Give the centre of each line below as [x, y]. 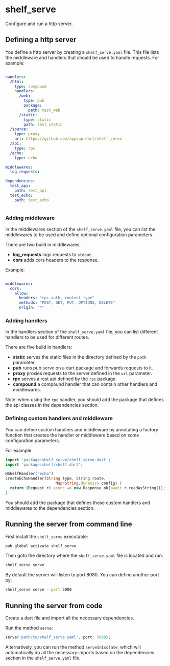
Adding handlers [26, 320]
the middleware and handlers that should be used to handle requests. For [82, 57]
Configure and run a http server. [39, 24]
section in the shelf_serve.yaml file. [43, 658]
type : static [38, 120]
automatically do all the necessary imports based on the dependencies [80, 652]
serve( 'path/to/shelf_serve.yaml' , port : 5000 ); [58, 637]
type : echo [26, 158]
